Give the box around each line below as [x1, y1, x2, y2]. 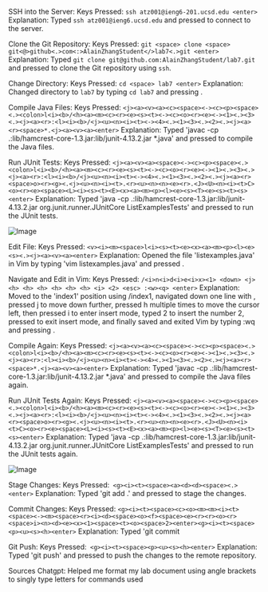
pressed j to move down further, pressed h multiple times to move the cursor [8, 300, 260, 309]
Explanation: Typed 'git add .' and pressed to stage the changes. [35, 489, 247, 498]
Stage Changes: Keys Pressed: [8, 480, 110, 490]
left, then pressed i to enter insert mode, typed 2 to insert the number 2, [8, 308, 245, 318]
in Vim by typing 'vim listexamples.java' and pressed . [8, 259, 185, 268]
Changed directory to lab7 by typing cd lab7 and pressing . [8, 87, 203, 97]
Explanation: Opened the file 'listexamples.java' [99, 251, 255, 260]
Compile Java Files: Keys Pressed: [8, 103, 121, 112]
